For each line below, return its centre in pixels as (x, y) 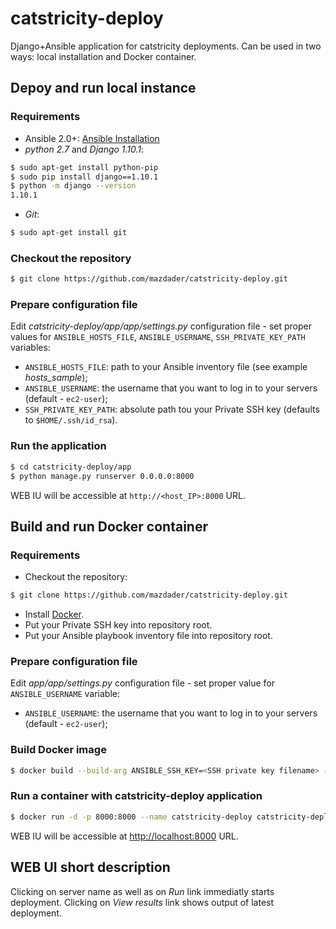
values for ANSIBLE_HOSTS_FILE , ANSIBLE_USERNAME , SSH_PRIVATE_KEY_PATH (158, 337)
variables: (30, 348)
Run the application (58, 446)
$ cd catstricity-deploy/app (71, 467)
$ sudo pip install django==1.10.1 (84, 177)
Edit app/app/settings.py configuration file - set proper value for (143, 683)
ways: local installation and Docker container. (103, 56)
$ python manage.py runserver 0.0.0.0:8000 (102, 476)
